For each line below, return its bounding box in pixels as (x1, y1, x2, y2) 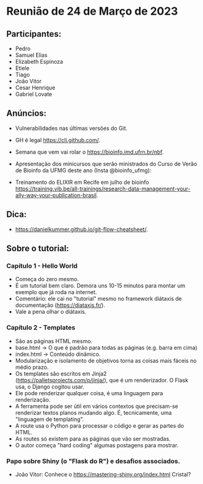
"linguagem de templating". (15, 415, 84, 423)
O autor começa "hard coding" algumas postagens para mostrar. (15, 441, 179, 448)
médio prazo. (15, 363, 49, 371)
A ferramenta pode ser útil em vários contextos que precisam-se (15, 403, 179, 410)
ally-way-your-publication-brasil (15, 191, 97, 199)
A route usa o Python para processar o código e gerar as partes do (15, 422, 185, 429)
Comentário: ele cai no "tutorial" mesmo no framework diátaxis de (15, 295, 182, 303)
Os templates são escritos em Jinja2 (15, 369, 107, 377)
